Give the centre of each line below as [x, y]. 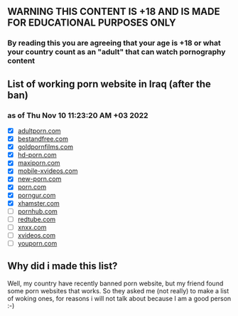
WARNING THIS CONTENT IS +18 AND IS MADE [114, 12]
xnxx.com [32, 227]
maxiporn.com [39, 163]
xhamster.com [38, 203]
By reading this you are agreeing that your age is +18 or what [114, 43]
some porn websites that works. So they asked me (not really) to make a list [118, 290]
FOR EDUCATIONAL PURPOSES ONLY [92, 23]
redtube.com [37, 219]
